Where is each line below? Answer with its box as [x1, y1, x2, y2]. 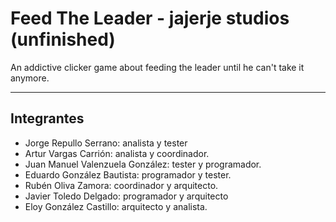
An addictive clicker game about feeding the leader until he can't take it [10, 61, 305, 73]
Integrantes [10, 110, 85, 127]
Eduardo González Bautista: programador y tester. [24, 168, 232, 181]
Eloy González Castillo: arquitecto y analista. [24, 200, 208, 212]
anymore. [10, 72, 50, 84]
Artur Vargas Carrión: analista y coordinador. [24, 147, 210, 159]
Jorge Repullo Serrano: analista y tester [24, 137, 188, 149]
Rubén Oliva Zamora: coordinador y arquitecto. [24, 179, 219, 191]
